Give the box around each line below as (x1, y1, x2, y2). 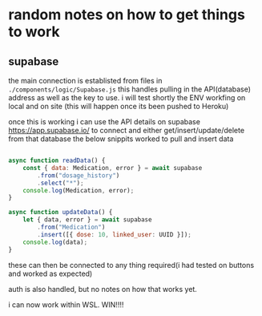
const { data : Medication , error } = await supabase (22, 164, 203, 172)
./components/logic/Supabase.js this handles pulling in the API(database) (8, 84, 251, 94)
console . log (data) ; (22, 238, 88, 246)
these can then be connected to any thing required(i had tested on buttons (8, 260, 255, 269)
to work (8, 22, 60, 41)
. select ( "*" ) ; (37, 179, 84, 187)
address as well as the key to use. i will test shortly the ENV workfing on (8, 93, 246, 102)
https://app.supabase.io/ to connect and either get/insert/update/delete (8, 126, 245, 135)
